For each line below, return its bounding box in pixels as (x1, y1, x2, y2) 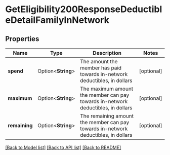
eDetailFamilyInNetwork (5, 14, 110, 26)
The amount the (80, 58, 118, 65)
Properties (5, 34, 39, 43)
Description (93, 50, 122, 56)
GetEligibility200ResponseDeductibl (5, 4, 162, 15)
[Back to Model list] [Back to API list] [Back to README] (5, 144, 121, 150)
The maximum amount (80, 85, 134, 92)
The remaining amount (80, 112, 134, 120)
